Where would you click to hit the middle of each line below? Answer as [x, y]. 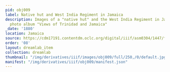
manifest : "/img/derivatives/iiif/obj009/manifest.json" [67, 62]
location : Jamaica [25, 33]
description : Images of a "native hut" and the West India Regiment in [82, 19]
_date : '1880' [20, 29]
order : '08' [18, 43]
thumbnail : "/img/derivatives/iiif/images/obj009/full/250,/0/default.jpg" [87, 57]
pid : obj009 [18, 10]
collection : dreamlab [28, 52]
